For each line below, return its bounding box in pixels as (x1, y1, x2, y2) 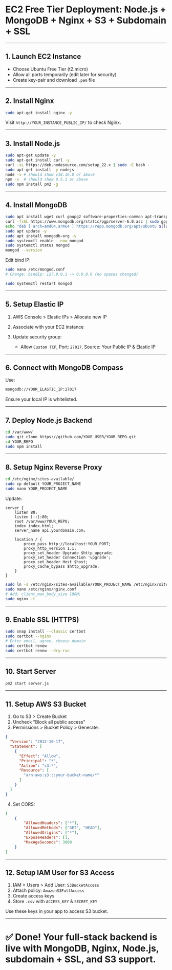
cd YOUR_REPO (5, 439, 33, 444)
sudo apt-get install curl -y (5, 158, 70, 163)
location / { (14, 537, 42, 542)
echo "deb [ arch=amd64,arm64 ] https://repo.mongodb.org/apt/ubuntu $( (5, 224, 164, 229)
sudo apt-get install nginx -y (5, 110, 72, 115)
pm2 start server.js (5, 680, 50, 686)
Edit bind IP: (5, 257, 31, 263)
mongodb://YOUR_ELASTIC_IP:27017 (5, 387, 77, 392)
